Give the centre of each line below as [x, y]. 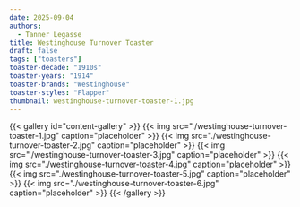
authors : [26, 26]
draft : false [34, 51]
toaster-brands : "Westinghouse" [69, 84]
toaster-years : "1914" [51, 76]
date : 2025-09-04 [42, 17]
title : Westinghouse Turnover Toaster [81, 43]
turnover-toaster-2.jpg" [52, 145]
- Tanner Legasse [50, 34]
